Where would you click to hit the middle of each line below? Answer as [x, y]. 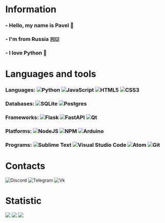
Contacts [25, 166]
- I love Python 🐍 [26, 53]
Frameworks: [22, 117]
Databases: [20, 103]
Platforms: [19, 131]
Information [31, 9]
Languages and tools [51, 74]
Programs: [19, 145]
